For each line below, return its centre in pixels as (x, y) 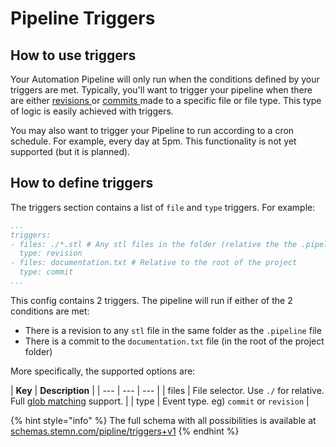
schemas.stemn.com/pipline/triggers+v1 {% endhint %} (125, 431)
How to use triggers (73, 55)
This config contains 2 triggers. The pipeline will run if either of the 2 (151, 300)
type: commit (46, 272)
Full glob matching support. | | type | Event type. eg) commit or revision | (160, 401)
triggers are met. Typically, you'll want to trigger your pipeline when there (161, 90)
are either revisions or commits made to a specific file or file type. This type (166, 100)
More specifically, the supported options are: (103, 371)
